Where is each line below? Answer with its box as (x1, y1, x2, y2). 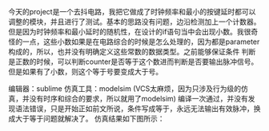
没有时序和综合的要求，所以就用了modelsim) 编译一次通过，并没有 (29, 94, 248, 103)
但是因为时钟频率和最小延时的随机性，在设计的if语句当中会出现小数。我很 (8, 27, 251, 36)
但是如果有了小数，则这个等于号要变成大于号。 (8, 67, 163, 76)
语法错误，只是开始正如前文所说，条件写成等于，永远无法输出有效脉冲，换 (14, 104, 261, 113)
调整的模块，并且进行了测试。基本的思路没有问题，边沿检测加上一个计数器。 (8, 17, 261, 26)
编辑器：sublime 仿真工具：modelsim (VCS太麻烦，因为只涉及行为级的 (8, 84, 242, 93)
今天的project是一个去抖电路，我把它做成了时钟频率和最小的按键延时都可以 (8, 7, 256, 16)
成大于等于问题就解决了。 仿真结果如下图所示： (8, 114, 165, 123)
